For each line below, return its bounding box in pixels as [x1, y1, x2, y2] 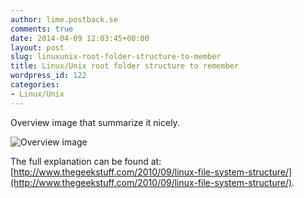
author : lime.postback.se [10, 14, 118, 25]
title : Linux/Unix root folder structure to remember [10, 61, 240, 71]
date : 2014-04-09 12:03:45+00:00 [10, 33, 150, 43]
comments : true [10, 24, 74, 34]
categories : [10, 80, 60, 90]
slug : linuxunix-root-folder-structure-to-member [10, 52, 222, 62]
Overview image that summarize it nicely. [10, 116, 180, 128]
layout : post [10, 42, 65, 53]
